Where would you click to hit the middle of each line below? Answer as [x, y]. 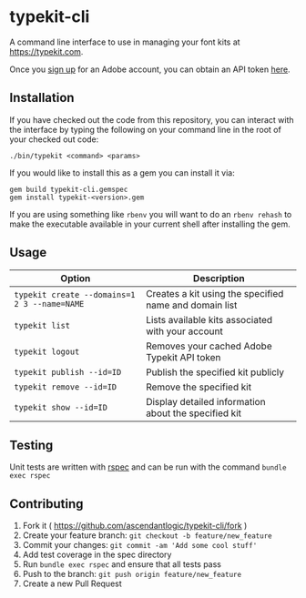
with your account [184, 331]
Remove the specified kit [199, 387]
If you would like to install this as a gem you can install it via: [122, 172]
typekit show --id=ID [61, 407]
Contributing [46, 504]
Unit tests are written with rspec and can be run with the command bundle [148, 467]
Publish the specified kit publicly [215, 372]
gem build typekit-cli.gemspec [69, 189]
